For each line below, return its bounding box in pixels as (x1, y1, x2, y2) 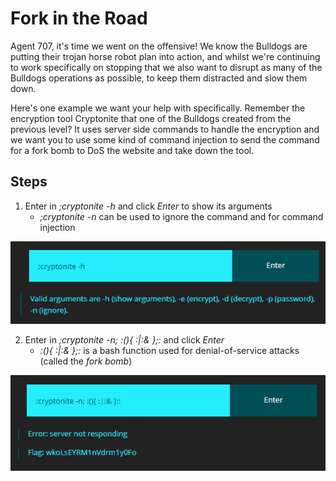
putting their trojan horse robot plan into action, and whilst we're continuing (10, 50, 321, 62)
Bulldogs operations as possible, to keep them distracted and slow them (10, 72, 308, 84)
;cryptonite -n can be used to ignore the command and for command (39, 210, 324, 222)
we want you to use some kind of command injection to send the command (10, 133, 320, 146)
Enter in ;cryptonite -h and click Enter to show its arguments (24, 200, 273, 212)
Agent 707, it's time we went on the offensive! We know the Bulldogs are (10, 40, 308, 52)
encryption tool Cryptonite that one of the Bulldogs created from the (10, 112, 292, 124)
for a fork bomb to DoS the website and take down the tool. (10, 144, 255, 156)
